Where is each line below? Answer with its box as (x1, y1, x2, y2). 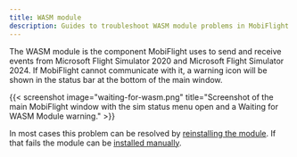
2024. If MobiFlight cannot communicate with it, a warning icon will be (9, 64, 268, 76)
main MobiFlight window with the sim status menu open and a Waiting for (9, 101, 279, 112)
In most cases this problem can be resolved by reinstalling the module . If (9, 128, 276, 138)
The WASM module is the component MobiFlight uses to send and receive (9, 45, 283, 56)
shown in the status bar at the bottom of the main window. (9, 74, 223, 85)
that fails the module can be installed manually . (9, 137, 182, 148)
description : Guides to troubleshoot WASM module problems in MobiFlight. (9, 21, 293, 30)
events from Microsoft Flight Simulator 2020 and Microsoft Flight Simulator (9, 55, 285, 66)
